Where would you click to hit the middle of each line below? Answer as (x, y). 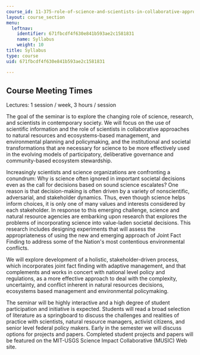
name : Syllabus (36, 39)
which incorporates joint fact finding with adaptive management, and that (96, 266)
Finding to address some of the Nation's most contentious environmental (96, 242)
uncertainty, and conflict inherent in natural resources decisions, (85, 285)
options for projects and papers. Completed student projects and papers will (100, 334)
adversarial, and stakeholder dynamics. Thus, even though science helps (96, 197)
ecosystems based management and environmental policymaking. (87, 291)
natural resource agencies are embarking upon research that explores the (97, 216)
